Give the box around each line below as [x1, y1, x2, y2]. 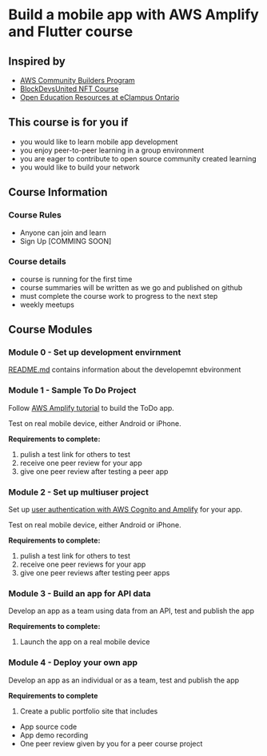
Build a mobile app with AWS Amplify [8, 6, 260, 24]
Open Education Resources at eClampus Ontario [19, 93, 180, 101]
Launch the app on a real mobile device [19, 637, 150, 647]
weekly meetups [19, 300, 74, 309]
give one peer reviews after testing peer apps [19, 568, 170, 578]
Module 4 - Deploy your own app [8, 657, 138, 668]
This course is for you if [8, 116, 129, 129]
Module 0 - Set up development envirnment [8, 347, 181, 358]
